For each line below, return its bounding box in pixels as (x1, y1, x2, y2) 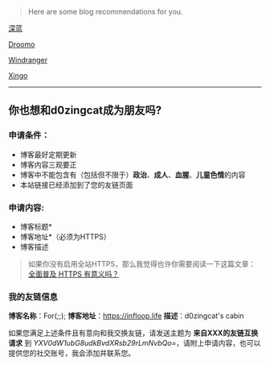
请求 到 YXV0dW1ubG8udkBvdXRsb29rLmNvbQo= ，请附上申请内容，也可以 (8, 338, 261, 348)
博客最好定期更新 (19, 149, 77, 160)
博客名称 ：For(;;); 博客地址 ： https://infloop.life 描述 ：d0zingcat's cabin (8, 311, 244, 321)
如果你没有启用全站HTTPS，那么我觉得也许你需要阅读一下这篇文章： (27, 259, 256, 268)
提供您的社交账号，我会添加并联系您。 (8, 348, 135, 358)
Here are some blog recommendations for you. (27, 7, 183, 16)
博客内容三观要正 (19, 160, 77, 169)
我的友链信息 (8, 291, 59, 302)
